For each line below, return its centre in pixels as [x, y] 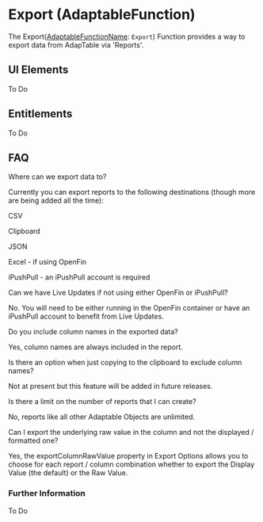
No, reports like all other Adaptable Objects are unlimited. [102, 417]
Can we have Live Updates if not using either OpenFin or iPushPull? [118, 293]
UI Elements [38, 70]
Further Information [47, 493]
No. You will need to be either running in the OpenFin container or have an [129, 308]
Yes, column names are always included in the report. [96, 347]
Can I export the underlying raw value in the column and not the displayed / [131, 432]
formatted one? [33, 440]
